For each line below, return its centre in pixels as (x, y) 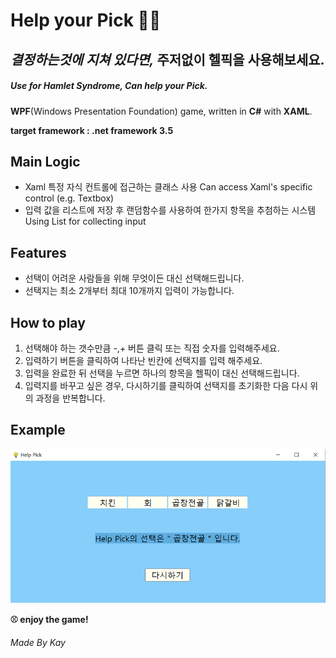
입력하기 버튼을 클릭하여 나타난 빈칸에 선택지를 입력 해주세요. (143, 360)
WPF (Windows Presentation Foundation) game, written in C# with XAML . (161, 111)
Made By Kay (38, 643)
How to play (48, 322)
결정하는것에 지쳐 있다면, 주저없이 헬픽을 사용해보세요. (167, 59)
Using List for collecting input (85, 221)
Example (38, 430)
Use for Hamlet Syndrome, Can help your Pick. (109, 86)
